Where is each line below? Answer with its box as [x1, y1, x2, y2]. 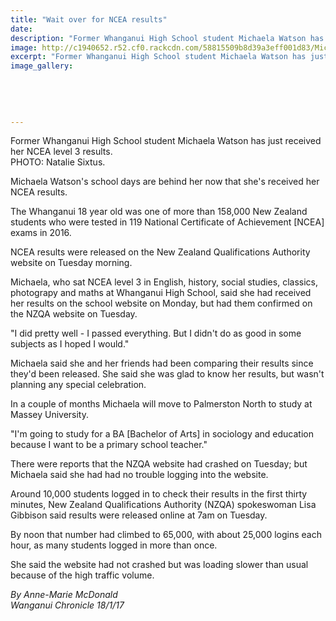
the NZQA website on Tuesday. [10, 308, 138, 320]
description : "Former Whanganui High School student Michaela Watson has [10, 33, 325, 43]
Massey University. [10, 409, 90, 421]
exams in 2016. [10, 227, 72, 239]
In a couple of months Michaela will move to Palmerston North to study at [10, 398, 313, 410]
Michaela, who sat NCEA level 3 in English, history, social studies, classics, [10, 276, 318, 288]
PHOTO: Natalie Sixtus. [10, 156, 106, 168]
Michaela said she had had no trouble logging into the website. [10, 469, 269, 481]
